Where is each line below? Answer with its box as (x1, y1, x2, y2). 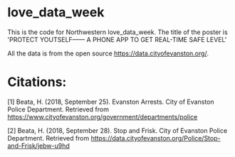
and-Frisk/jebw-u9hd (7, 141, 70, 150)
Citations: (7, 74, 67, 90)
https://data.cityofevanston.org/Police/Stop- (90, 134, 221, 142)
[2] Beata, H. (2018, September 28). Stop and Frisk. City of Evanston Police (7, 126, 228, 135)
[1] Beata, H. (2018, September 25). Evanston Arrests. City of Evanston (7, 97, 214, 106)
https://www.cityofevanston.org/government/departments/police (7, 112, 198, 121)
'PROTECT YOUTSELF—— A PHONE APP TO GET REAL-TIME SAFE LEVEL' (7, 35, 227, 43)
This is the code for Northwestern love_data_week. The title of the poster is (7, 28, 228, 36)
